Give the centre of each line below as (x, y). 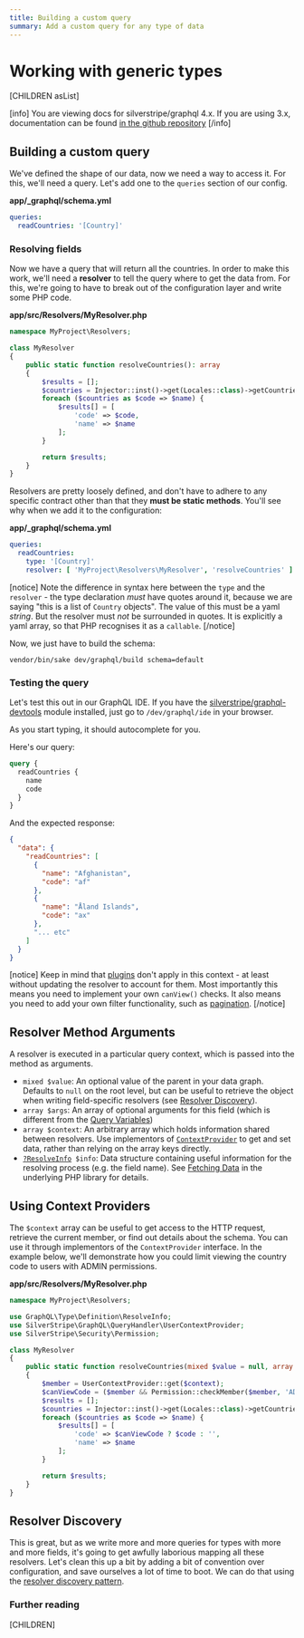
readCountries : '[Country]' (71, 226)
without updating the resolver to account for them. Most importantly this (144, 985)
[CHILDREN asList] (44, 96)
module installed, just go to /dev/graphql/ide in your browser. (159, 712)
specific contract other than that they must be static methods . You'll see (146, 501)
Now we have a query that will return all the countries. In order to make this (149, 269)
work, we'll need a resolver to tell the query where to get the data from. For (150, 278)
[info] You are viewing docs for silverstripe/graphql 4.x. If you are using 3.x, (150, 113)
